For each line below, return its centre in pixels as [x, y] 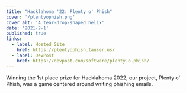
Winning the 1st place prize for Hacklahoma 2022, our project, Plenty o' [93, 78]
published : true [26, 34]
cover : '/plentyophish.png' [41, 17]
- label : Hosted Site [38, 45]
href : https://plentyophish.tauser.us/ [66, 50]
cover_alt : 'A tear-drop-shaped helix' [55, 22]
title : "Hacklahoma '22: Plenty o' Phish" [59, 11]
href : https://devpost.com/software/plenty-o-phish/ [83, 61]
